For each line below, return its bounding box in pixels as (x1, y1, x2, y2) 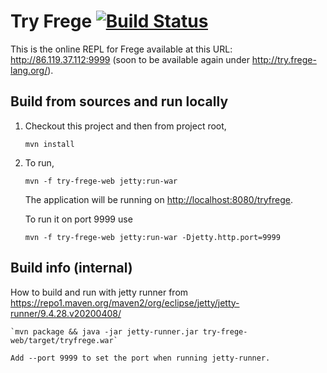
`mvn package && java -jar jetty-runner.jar (10, 326, 199, 337)
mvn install (24, 139, 75, 149)
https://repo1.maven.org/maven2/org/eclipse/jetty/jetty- (10, 296, 240, 309)
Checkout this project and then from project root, (24, 120, 227, 132)
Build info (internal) (10, 260, 133, 277)
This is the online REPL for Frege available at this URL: (10, 43, 233, 55)
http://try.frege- (251, 53, 317, 65)
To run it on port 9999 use (24, 213, 133, 225)
